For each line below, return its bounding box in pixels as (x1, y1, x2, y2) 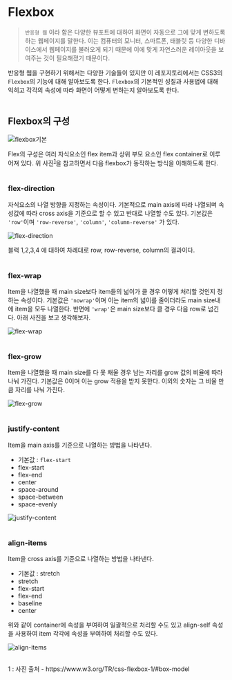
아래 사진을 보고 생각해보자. (17, 313, 91, 322)
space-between (17, 493, 64, 501)
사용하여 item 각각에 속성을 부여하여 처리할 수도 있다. (14, 629, 158, 637)
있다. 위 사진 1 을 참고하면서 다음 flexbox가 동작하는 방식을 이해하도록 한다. (20, 157, 218, 167)
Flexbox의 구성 (8, 116, 70, 127)
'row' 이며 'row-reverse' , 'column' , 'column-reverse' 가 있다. (8, 217, 180, 226)
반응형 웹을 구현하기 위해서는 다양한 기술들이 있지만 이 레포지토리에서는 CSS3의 (8, 68, 223, 77)
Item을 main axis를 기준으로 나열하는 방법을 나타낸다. (8, 441, 153, 449)
